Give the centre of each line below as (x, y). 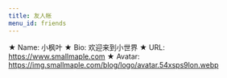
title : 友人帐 (30, 16)
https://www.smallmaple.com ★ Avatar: (74, 56)
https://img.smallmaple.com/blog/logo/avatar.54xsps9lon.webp (113, 64)
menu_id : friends (37, 23)
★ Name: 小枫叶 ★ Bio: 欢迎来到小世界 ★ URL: (87, 47)
